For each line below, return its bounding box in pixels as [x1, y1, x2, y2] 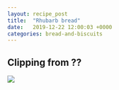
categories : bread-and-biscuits [7, 30, 103, 38]
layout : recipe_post [7, 10, 69, 18]
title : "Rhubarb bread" [7, 17, 81, 24]
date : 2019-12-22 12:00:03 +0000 [7, 23, 113, 30]
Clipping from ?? [7, 56, 82, 68]
